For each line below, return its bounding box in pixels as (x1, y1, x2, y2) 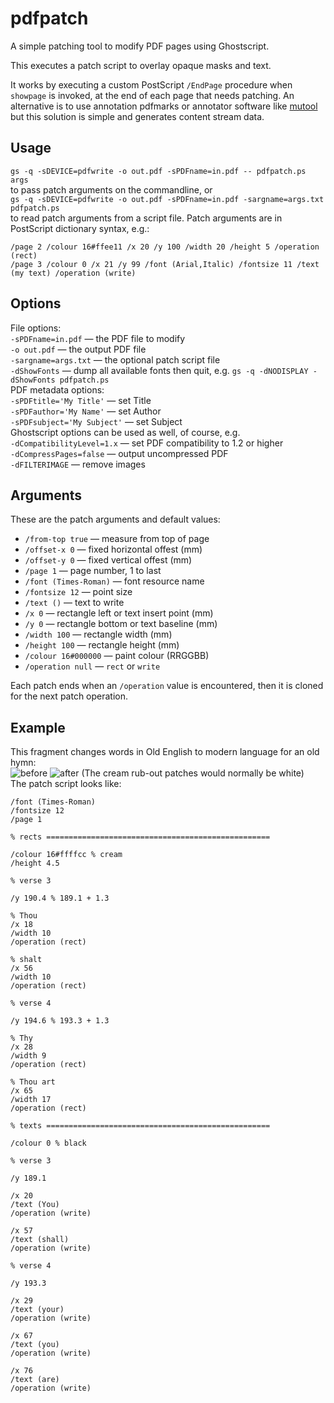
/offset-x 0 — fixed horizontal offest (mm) (24, 543, 203, 556)
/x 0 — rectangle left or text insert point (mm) (24, 607, 214, 619)
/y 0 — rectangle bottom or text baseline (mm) (24, 618, 218, 630)
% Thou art (10, 1077, 56, 1087)
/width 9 (10, 1051, 47, 1061)
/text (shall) (10, 1235, 70, 1245)
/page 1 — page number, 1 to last (24, 565, 162, 577)
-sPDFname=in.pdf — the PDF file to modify (10, 332, 186, 344)
